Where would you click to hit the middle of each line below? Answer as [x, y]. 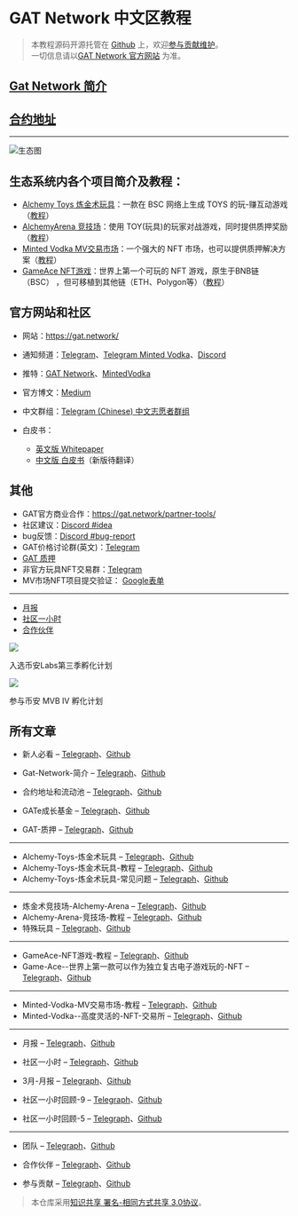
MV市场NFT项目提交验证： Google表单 [93, 580]
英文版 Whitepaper [70, 448]
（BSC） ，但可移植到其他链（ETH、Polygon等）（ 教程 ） [125, 281]
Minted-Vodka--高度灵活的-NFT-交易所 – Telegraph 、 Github [132, 1016]
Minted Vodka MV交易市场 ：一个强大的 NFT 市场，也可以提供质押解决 [150, 249]
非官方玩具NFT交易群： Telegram [82, 569]
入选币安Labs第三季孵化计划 [61, 665]
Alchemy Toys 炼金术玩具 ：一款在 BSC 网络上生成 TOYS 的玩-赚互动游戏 [155, 204]
